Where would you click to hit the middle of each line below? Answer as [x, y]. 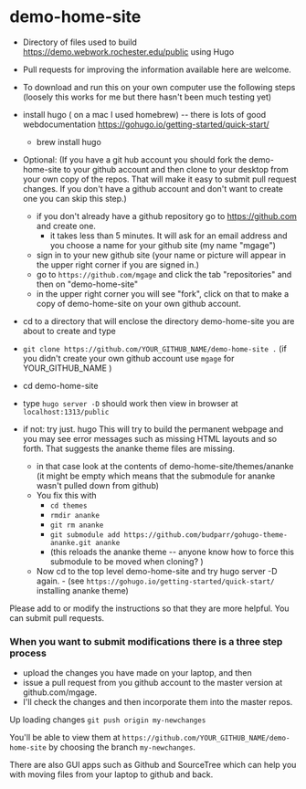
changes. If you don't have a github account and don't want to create [153, 188]
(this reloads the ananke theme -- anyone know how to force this [172, 552]
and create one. [66, 226]
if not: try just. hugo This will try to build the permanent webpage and [153, 429]
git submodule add [85, 535]
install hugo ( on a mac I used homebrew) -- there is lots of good [144, 114]
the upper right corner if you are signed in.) [117, 264]
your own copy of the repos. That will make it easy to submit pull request [159, 179]
